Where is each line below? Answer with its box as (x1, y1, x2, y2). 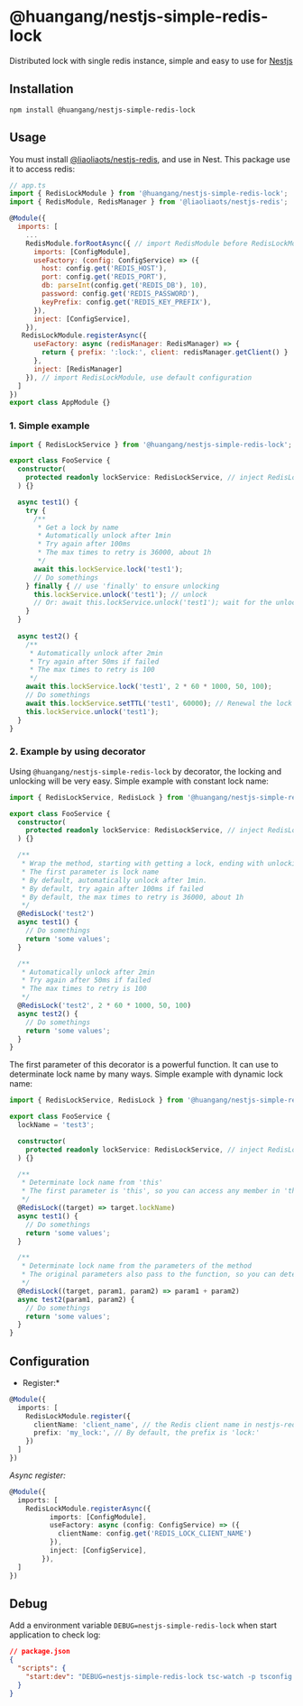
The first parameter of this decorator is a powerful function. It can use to (9, 1059, 280, 1070)
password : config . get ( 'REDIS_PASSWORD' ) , (41, 289, 200, 298)
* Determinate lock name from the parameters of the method (21, 1261, 252, 1270)
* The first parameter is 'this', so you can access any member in (21, 1187, 280, 1196)
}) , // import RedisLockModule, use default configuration (25, 372, 252, 382)
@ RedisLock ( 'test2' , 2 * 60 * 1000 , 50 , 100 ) (17, 1001, 192, 1011)
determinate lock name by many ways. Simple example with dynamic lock (9, 1069, 284, 1079)
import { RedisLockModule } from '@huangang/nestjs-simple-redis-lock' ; (9, 189, 289, 198)
